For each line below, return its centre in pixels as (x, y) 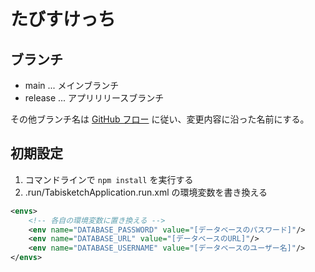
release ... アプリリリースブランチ (94, 98)
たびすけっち (63, 19)
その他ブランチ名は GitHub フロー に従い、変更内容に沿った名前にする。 (160, 119)
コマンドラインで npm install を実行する (109, 179)
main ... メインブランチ (72, 85)
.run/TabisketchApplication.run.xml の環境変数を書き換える (146, 192)
